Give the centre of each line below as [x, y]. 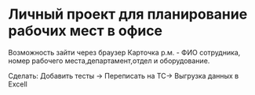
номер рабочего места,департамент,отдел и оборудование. [109, 61]
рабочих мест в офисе [86, 31]
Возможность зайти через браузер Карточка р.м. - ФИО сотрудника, [124, 52]
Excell [18, 84]
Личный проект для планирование [128, 14]
